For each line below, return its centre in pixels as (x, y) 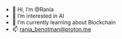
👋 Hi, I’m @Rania (33, 9)
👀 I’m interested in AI (38, 16)
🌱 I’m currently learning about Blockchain (64, 22)
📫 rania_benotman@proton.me (52, 29)
